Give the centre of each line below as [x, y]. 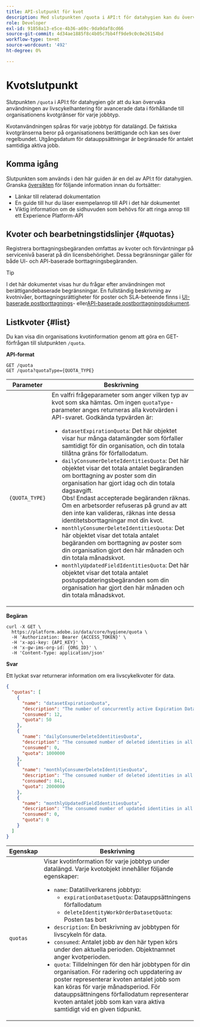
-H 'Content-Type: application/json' [58, 653]
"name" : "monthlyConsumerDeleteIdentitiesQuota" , [85, 770]
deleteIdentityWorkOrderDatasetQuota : [118, 912]
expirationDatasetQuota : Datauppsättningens [127, 897]
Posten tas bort [85, 919]
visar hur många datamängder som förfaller [122, 439]
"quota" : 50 [37, 720]
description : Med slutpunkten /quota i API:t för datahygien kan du [93, 17]
